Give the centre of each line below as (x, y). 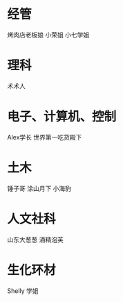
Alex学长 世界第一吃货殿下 (45, 137)
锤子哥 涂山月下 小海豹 (39, 188)
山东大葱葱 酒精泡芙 (35, 240)
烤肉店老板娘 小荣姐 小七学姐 (48, 35)
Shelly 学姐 (23, 291)
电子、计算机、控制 (62, 117)
